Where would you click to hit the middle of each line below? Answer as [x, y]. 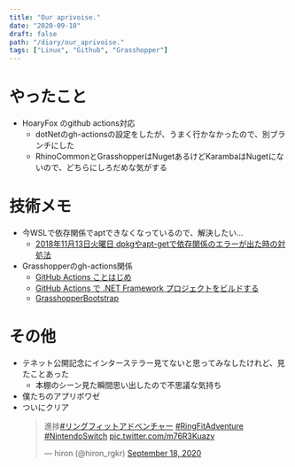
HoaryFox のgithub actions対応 [78, 123]
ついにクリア [45, 407]
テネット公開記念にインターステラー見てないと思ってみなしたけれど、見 [153, 362]
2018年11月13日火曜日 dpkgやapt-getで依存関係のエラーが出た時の [156, 244]
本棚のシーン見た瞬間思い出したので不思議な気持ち [128, 385]
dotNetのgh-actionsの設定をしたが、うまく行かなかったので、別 [152, 135]
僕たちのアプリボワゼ [61, 396]
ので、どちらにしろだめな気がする [105, 167]
